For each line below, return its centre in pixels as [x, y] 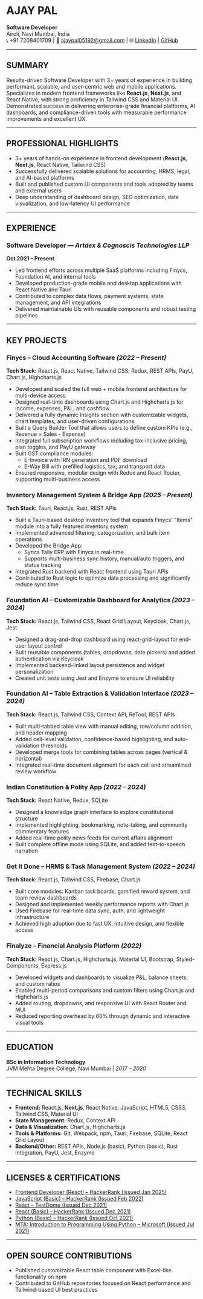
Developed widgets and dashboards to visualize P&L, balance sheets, [101, 977]
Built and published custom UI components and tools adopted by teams [104, 184]
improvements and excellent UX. [47, 118]
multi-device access [40, 395]
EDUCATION [30, 1047]
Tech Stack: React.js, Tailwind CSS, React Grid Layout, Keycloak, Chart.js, [98, 621]
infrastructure [32, 917]
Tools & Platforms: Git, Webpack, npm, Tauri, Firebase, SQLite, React [101, 1133]
